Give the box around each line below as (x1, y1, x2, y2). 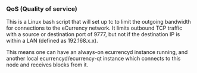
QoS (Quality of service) (6, 5, 77, 13)
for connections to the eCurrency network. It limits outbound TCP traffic (6, 24, 183, 31)
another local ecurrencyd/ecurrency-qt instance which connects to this (6, 55, 181, 62)
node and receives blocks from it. (6, 61, 89, 68)
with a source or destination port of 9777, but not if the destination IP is (6, 31, 180, 38)
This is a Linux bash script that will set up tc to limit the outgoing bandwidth (6, 18, 192, 26)
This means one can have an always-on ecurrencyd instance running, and (6, 49, 188, 56)
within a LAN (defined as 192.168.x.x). (6, 37, 98, 45)
